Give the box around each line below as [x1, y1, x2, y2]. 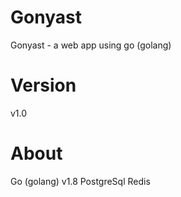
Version [10, 74, 77, 97]
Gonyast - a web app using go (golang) [10, 39, 172, 51]
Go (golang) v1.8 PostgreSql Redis [10, 175, 151, 187]
